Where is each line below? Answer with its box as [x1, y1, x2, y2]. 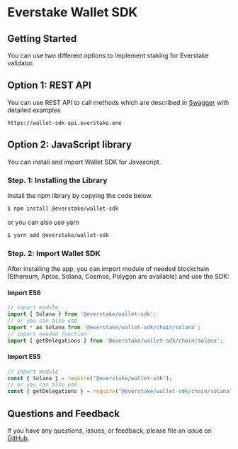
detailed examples [7, 106, 61, 114]
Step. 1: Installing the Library [7, 175, 108, 185]
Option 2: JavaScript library [7, 139, 132, 151]
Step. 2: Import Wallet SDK [7, 248, 101, 258]
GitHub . [7, 433, 30, 442]
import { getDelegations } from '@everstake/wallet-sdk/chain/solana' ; [7, 337, 223, 344]
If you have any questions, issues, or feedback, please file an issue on [7, 426, 212, 435]
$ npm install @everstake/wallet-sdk [7, 205, 119, 212]
